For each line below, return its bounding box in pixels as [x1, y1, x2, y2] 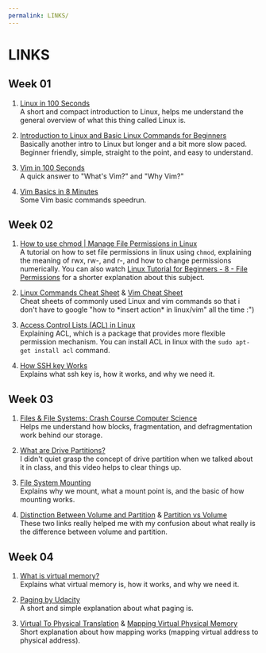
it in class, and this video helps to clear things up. [19, 463, 182, 472]
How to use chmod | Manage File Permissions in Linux [19, 239, 198, 248]
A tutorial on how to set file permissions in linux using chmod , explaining [19, 248, 252, 257]
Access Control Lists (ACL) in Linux [19, 321, 136, 330]
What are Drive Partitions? [19, 446, 106, 455]
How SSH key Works [19, 361, 88, 371]
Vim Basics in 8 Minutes [19, 186, 98, 196]
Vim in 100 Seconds [19, 163, 85, 172]
